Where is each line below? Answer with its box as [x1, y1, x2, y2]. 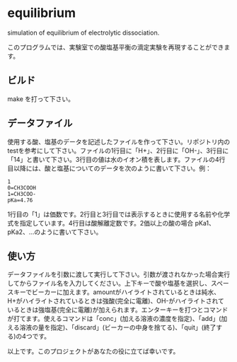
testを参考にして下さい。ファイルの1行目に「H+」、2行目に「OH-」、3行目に [7, 146, 229, 155]
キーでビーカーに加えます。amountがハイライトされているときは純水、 [13, 288, 221, 296]
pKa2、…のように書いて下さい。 [7, 228, 103, 236]
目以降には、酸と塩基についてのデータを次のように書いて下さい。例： [7, 164, 212, 173]
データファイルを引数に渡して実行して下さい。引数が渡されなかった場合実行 [7, 270, 231, 279]
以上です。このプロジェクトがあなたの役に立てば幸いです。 [7, 347, 180, 356]
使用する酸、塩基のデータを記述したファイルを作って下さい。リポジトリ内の [7, 137, 231, 146]
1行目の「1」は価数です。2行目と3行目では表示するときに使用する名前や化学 [7, 210, 231, 218]
